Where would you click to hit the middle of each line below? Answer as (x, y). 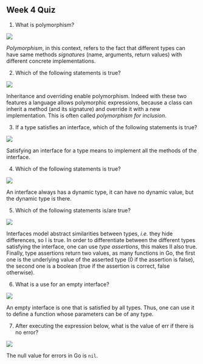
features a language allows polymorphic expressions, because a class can (99, 102)
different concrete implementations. (51, 61)
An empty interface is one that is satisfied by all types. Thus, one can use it (100, 307)
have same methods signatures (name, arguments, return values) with (94, 54)
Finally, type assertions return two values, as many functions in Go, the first (101, 253)
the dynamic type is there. (39, 198)
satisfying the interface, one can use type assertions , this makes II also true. (102, 246)
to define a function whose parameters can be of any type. (80, 314)
